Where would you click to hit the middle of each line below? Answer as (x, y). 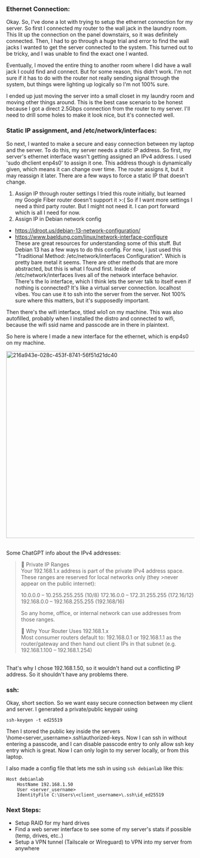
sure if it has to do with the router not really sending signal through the (93, 78)
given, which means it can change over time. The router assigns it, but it (95, 169)
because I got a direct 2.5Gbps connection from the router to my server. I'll (98, 109)
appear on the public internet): (58, 583)
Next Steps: (24, 810)
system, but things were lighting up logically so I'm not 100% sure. (88, 84)
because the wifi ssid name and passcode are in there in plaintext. (87, 324)
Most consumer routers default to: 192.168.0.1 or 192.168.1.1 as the (101, 637)
